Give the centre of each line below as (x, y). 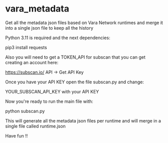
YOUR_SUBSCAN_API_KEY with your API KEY (52, 91)
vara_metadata (37, 9)
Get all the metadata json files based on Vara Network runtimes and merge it (84, 23)
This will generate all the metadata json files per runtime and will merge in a (83, 120)
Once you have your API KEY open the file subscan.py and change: (75, 82)
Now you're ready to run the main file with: (49, 101)
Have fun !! (17, 135)
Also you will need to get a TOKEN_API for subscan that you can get (75, 57)
